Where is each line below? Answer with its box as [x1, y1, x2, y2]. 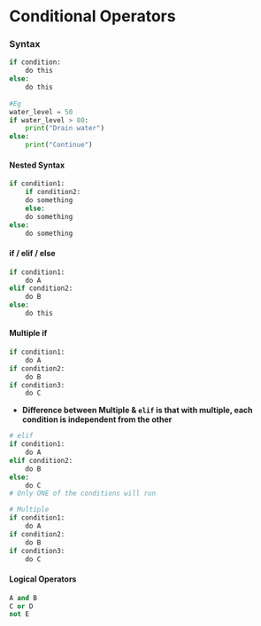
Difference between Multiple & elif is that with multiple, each [21, 405, 254, 416]
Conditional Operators [9, 6, 176, 27]
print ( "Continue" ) [25, 140, 93, 150]
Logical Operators [9, 574, 77, 584]
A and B [9, 593, 38, 602]
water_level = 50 [9, 107, 73, 116]
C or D [9, 601, 34, 611]
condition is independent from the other [21, 414, 173, 425]
